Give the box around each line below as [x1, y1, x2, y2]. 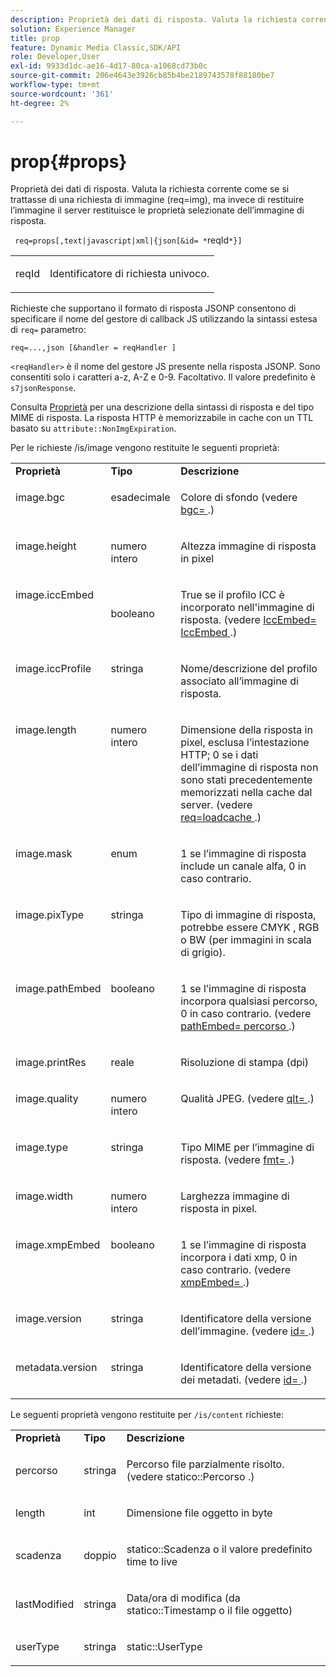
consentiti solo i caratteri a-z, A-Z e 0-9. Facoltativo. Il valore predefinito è [10, 371, 316, 383]
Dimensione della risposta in [180, 723, 313, 737]
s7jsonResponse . [10, 382, 77, 394]
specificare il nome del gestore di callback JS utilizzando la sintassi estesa [10, 313, 318, 325]
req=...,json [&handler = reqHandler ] [10, 343, 177, 353]
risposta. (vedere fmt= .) [180, 1153, 295, 1167]
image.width [15, 1189, 74, 1203]
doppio [83, 1549, 117, 1563]
